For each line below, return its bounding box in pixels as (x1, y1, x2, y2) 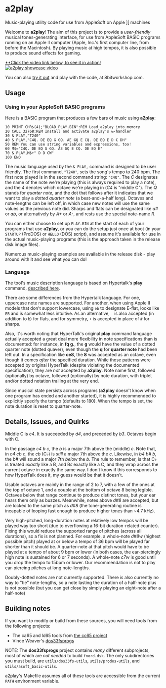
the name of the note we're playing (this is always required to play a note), (5, 179, 156, 185)
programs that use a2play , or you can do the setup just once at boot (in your (5, 226, 161, 232)
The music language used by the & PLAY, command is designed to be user (5, 163, 157, 169)
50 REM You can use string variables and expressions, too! (5, 142, 132, 147)
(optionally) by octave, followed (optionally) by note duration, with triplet (5, 372, 152, 379)
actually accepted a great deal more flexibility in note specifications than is (5, 336, 158, 342)
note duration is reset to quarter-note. (5, 403, 82, 409)
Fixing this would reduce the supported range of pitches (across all (5, 528, 142, 534)
